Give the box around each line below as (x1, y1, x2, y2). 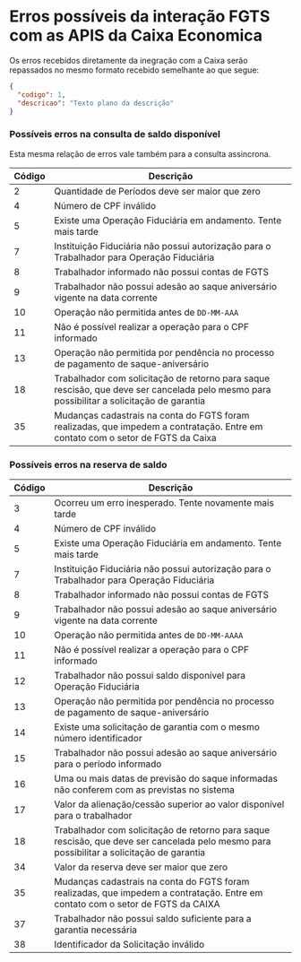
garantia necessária (54, 923, 137, 936)
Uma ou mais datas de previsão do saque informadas (54, 773, 279, 785)
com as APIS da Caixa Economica (9, 25, 262, 46)
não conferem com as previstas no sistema (54, 784, 235, 796)
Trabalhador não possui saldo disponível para (54, 670, 246, 682)
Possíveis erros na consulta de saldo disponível (9, 128, 221, 141)
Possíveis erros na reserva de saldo (9, 458, 168, 471)
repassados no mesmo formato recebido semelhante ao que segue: (9, 65, 260, 75)
